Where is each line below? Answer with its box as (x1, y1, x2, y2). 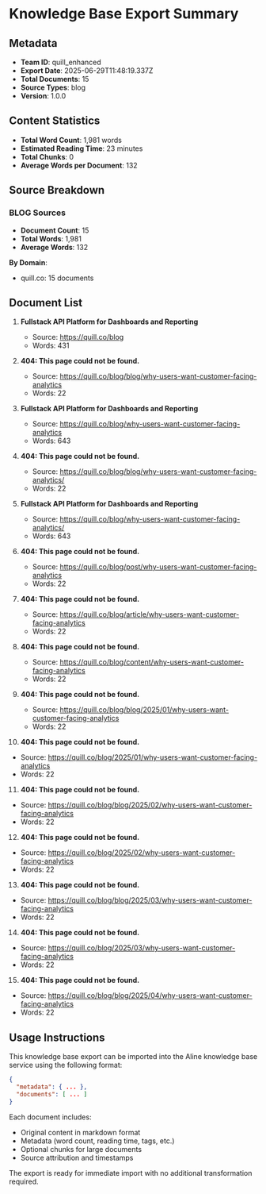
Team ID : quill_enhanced (20, 57, 101, 67)
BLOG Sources (9, 207, 66, 218)
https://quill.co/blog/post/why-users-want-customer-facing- (59, 562, 257, 572)
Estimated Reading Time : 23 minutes (20, 144, 143, 153)
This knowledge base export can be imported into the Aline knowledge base (9, 1052, 258, 1061)
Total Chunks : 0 (20, 152, 74, 161)
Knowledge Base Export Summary (9, 5, 239, 23)
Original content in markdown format (20, 1127, 141, 1137)
